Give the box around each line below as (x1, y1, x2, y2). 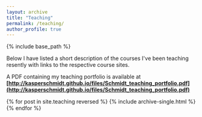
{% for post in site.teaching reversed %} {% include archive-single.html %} (6, 98, 196, 105)
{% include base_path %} (6, 43, 71, 50)
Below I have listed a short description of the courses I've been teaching (6, 55, 189, 62)
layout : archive (6, 9, 48, 15)
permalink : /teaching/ (6, 20, 64, 26)
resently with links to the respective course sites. (6, 61, 130, 69)
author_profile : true (6, 26, 62, 32)
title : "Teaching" (6, 15, 53, 21)
